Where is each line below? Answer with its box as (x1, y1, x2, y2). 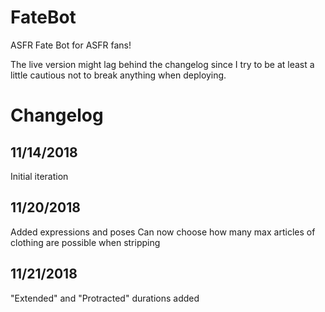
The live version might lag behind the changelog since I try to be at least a (10, 58, 315, 70)
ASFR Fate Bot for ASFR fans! (10, 39, 132, 51)
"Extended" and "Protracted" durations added (10, 292, 200, 304)
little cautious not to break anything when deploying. (10, 69, 227, 81)
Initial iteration (10, 170, 69, 182)
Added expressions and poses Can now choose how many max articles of (10, 226, 316, 238)
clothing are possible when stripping (10, 236, 161, 248)
